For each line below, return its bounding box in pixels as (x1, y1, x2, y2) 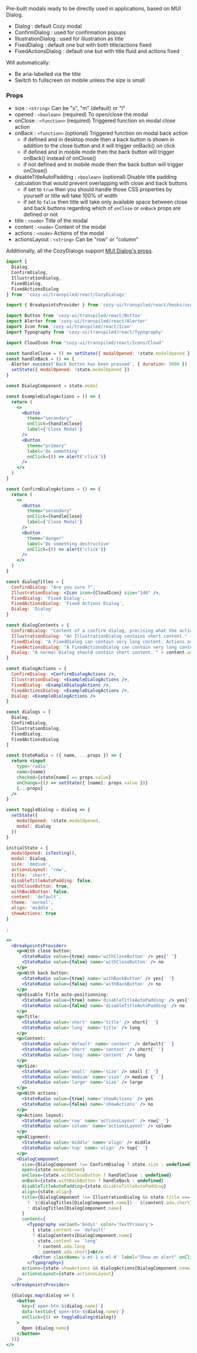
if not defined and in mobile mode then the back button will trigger (23, 161, 184, 168)
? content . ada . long (37, 1244, 85, 1249)
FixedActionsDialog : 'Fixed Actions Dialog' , (11, 601, 125, 606)
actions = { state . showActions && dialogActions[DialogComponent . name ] (21, 1265, 193, 1271)
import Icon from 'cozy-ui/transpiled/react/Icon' (6, 324, 133, 330)
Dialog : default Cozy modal (14, 23, 82, 29)
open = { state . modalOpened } (21, 1167, 85, 1173)
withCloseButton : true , (11, 883, 69, 889)
